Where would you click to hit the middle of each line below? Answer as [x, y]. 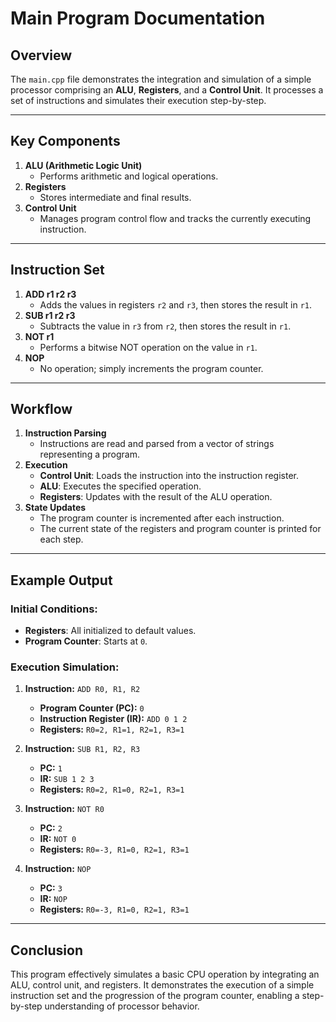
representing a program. [89, 454]
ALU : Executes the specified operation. [120, 486]
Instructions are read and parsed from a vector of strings [157, 444]
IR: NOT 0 [58, 839]
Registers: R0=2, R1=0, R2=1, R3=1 [112, 789]
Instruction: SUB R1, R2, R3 [82, 749]
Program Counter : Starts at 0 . [86, 641]
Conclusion [47, 950]
